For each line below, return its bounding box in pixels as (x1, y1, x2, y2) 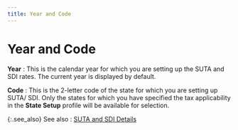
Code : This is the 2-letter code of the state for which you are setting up (7, 86, 218, 94)
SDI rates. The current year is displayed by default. (7, 72, 156, 80)
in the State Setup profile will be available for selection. (7, 101, 170, 109)
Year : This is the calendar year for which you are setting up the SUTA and (7, 65, 225, 73)
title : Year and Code (7, 10, 72, 18)
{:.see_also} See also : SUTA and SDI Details (7, 114, 137, 123)
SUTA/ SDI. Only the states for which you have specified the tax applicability (7, 93, 231, 102)
